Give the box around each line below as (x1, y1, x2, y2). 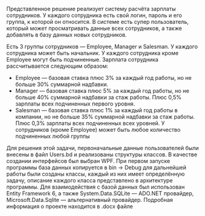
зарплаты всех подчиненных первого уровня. (15, 100, 135, 107)
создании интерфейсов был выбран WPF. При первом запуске (6, 157, 170, 164)
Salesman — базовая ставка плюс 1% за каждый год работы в (15, 107, 178, 113)
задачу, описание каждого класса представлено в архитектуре (6, 177, 173, 184)
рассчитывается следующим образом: (6, 62, 108, 70)
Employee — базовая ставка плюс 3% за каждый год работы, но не (15, 74, 192, 81)
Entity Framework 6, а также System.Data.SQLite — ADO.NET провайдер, (6, 190, 194, 197)
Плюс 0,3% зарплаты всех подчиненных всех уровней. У (15, 120, 165, 127)
